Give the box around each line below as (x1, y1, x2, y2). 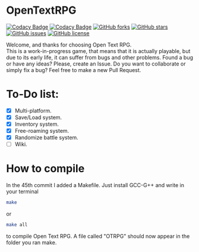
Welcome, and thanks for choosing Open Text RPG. (6, 41, 132, 48)
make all (6, 222, 28, 228)
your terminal (6, 188, 39, 195)
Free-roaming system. (14, 127, 70, 135)
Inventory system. (14, 120, 59, 127)
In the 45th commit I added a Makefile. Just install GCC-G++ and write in (6, 182, 185, 189)
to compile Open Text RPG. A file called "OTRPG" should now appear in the (6, 232, 190, 239)
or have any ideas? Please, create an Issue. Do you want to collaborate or (6, 60, 186, 67)
